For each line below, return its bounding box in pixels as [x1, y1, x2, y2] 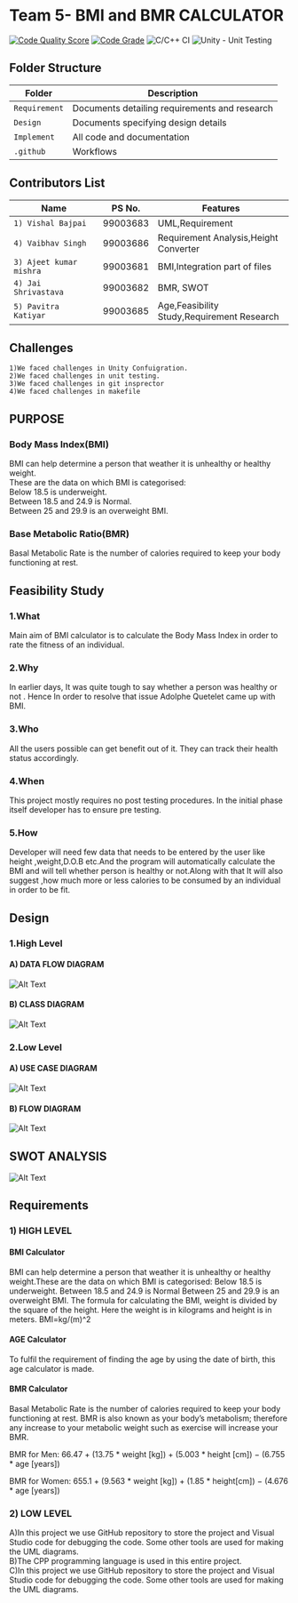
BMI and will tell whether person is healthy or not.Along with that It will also [9, 866, 284, 877]
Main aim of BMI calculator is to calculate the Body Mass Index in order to [9, 630, 278, 641]
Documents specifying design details [72, 116, 227, 129]
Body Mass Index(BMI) [9, 437, 109, 450]
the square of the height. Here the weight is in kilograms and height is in [9, 1304, 272, 1315]
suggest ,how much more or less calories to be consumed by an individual [9, 875, 281, 886]
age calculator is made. [9, 1363, 95, 1374]
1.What [9, 610, 41, 622]
